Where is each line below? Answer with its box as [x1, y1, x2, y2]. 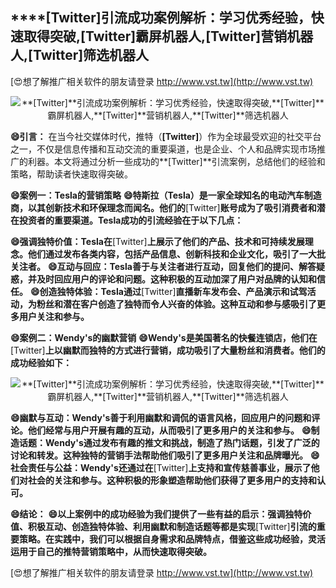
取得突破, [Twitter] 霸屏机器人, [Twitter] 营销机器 [23, 28, 314, 45]
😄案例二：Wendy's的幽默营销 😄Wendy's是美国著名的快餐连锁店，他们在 [10, 331, 318, 343]
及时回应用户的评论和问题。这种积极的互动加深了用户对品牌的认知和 [36, 273, 317, 285]
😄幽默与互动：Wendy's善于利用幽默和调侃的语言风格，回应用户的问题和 [10, 411, 312, 423]
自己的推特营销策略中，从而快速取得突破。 [36, 545, 212, 557]
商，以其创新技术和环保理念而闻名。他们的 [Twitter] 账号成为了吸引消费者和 [10, 201, 317, 213]
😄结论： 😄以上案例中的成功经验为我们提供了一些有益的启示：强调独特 [10, 508, 303, 520]
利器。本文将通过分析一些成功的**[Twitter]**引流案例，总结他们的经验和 [27, 155, 326, 167]
